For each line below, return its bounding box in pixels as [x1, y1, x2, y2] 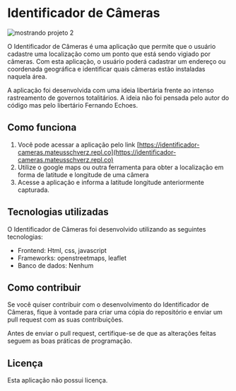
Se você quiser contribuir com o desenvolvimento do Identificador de [7, 300, 210, 309]
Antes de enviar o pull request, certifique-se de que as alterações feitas [7, 329, 217, 338]
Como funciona [7, 122, 77, 134]
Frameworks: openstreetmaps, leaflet [17, 254, 127, 262]
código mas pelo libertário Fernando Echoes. [7, 101, 138, 109]
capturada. [17, 186, 49, 194]
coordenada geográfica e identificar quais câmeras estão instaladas [7, 64, 206, 73]
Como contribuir [7, 281, 81, 293]
